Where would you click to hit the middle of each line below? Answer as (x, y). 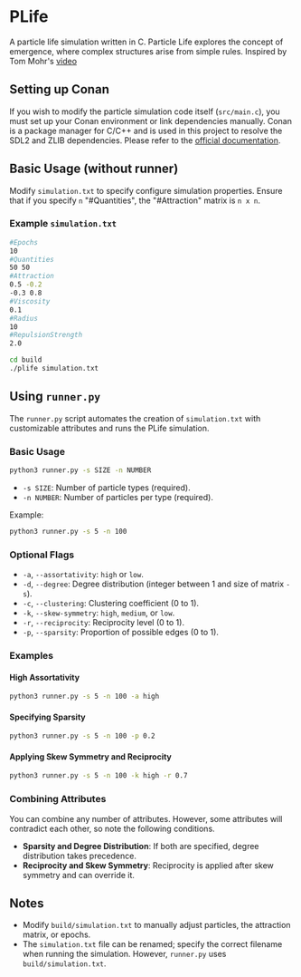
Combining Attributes (58, 799)
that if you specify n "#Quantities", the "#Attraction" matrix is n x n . (135, 200)
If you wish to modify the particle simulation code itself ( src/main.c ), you (145, 111)
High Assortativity (44, 677)
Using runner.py (55, 397)
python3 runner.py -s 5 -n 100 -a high (85, 696)
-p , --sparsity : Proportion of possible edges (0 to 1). (121, 633)
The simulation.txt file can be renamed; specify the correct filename (152, 944)
